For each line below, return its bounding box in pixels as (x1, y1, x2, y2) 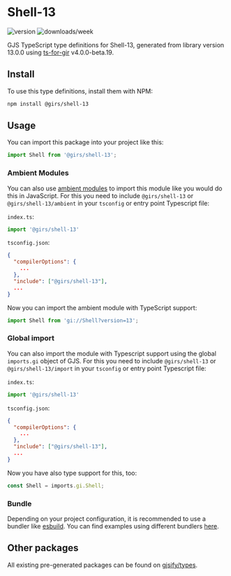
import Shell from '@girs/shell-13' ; (7, 151, 117, 159)
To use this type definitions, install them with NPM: (7, 86, 154, 95)
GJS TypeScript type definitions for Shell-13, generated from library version (7, 40, 225, 49)
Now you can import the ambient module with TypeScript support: (7, 303, 198, 312)
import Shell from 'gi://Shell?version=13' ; (7, 317, 139, 324)
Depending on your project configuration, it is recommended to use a (7, 514, 206, 523)
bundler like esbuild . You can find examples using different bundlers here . (7, 522, 220, 530)
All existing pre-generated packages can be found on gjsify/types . (7, 561, 198, 569)
